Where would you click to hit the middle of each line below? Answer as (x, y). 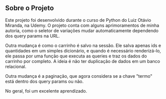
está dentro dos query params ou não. (44, 81)
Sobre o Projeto (30, 8)
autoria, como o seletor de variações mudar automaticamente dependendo (82, 30)
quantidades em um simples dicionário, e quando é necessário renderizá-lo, (83, 50)
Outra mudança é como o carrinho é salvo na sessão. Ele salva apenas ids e (83, 45)
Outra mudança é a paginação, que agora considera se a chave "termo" (79, 76)
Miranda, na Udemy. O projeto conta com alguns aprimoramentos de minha (82, 25)
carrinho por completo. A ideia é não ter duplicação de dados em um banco (83, 61)
